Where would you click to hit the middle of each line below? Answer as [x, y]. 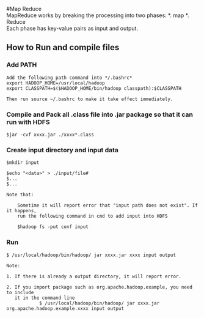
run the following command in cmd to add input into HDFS [93, 216]
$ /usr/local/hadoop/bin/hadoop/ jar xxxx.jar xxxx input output [91, 255]
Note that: [20, 195]
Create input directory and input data [63, 150]
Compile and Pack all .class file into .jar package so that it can [100, 114]
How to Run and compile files [63, 47]
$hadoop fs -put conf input [53, 227]
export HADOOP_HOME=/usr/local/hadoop [56, 83]
